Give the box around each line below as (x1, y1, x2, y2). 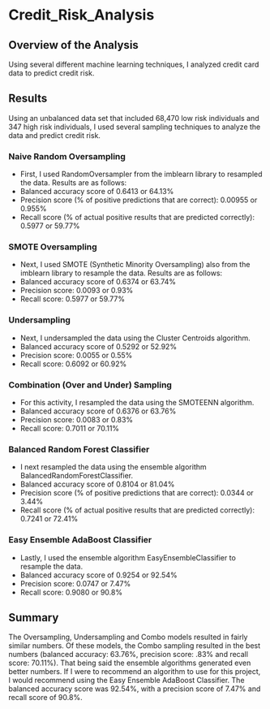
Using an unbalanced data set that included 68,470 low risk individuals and (8, 113, 259, 123)
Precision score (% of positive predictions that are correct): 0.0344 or (19, 488, 254, 498)
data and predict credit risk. (8, 130, 101, 140)
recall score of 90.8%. (8, 693, 83, 703)
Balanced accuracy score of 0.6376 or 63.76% (19, 406, 177, 416)
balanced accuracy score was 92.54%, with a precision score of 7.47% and (8, 684, 261, 694)
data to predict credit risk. (8, 68, 95, 78)
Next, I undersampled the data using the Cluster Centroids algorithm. (19, 333, 251, 343)
